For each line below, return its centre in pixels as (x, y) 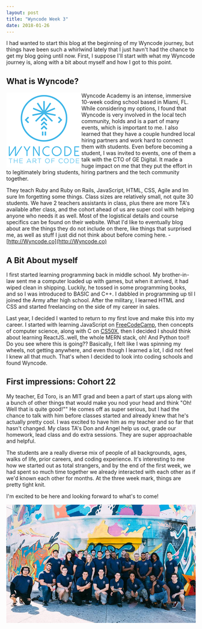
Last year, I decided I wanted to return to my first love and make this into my (100, 318)
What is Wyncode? (43, 81)
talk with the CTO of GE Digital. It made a (132, 160)
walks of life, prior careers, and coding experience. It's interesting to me (96, 459)
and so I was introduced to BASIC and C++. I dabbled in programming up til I (101, 294)
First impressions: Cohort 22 (61, 382)
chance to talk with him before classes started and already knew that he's (98, 415)
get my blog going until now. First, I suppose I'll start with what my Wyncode (101, 56)
